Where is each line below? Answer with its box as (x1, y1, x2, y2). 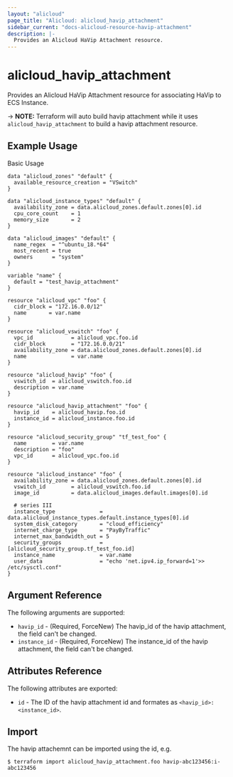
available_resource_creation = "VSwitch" (13, 179, 139, 186)
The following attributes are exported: (7, 684, 118, 693)
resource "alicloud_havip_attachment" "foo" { (7, 402, 148, 409)
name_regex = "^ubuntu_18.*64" (13, 241, 110, 248)
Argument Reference (7, 590, 102, 602)
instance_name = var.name (13, 551, 132, 558)
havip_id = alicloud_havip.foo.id (13, 409, 126, 416)
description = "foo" (13, 446, 75, 453)
